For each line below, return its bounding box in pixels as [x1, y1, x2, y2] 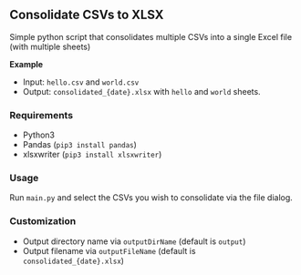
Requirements [9, 108, 74, 121]
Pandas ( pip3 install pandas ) [22, 139, 137, 150]
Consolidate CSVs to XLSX [9, 7, 164, 23]
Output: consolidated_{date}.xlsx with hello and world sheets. [22, 86, 262, 97]
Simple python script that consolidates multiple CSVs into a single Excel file [9, 31, 293, 42]
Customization [9, 215, 77, 228]
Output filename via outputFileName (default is [22, 245, 196, 256]
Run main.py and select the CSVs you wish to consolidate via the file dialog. [9, 192, 294, 203]
